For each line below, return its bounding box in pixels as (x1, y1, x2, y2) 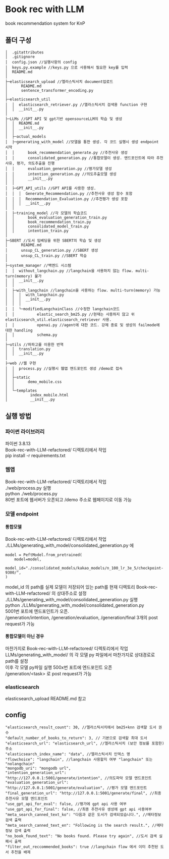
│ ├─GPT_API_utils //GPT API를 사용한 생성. (5, 186, 96, 191)
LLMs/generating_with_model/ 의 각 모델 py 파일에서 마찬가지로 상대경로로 (5, 652, 155, 658)
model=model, (14, 556, 42, 562)
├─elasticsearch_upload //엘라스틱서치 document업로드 (5, 79, 114, 84)
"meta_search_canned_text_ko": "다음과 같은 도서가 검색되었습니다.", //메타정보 (5, 812, 161, 818)
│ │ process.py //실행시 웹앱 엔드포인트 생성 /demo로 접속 (5, 366, 123, 371)
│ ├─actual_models (5, 134, 46, 139)
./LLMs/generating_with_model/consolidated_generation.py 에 (5, 542, 134, 548)
